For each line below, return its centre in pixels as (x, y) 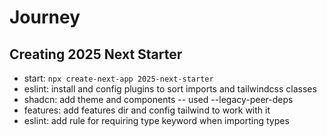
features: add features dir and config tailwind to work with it (147, 110)
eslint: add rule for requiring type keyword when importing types (156, 120)
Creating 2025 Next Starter (96, 54)
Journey (45, 17)
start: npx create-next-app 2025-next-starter (118, 78)
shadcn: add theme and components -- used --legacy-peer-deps (158, 99)
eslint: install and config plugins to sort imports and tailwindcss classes (170, 89)
